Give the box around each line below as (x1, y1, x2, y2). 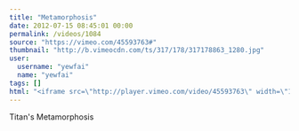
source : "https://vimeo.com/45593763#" (9, 37, 158, 47)
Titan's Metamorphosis (9, 112, 94, 122)
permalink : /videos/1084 (9, 29, 101, 38)
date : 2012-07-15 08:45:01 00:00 (9, 21, 133, 30)
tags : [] (9, 79, 42, 88)
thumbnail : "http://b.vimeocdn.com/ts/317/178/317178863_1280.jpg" (9, 46, 265, 55)
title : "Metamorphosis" (9, 12, 98, 22)
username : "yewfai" (17, 63, 90, 72)
